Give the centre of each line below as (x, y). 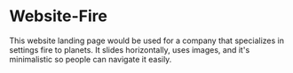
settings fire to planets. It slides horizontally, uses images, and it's (130, 49)
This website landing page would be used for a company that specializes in (146, 40)
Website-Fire (59, 16)
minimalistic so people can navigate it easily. (91, 59)
